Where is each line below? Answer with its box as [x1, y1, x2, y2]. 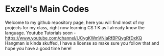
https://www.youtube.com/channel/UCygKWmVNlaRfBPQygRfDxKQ [5, 35, 142, 41]
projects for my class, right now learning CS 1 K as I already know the [5, 24, 145, 30]
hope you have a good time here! [5, 45, 72, 51]
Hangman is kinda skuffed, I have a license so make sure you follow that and [5, 40, 159, 46]
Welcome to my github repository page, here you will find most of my [5, 19, 144, 25]
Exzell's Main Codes [5, 3, 90, 15]
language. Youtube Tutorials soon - [5, 30, 76, 36]
